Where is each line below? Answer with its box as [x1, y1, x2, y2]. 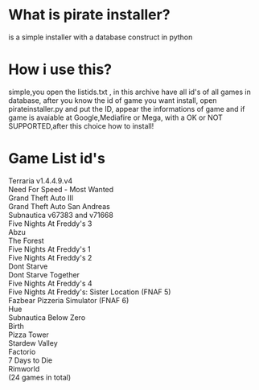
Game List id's [8, 150, 106, 168]
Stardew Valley [8, 338, 58, 347]
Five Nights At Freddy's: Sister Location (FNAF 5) [8, 287, 171, 297]
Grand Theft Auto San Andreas [8, 201, 110, 211]
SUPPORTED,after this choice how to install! [8, 121, 154, 130]
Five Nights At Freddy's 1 [8, 244, 91, 254]
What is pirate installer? [8, 6, 171, 24]
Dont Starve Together [8, 269, 80, 279]
